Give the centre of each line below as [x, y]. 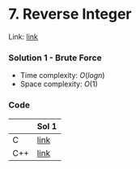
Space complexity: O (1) [59, 84]
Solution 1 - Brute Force [55, 58]
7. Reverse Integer [70, 14]
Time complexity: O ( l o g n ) [62, 76]
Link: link [23, 37]
